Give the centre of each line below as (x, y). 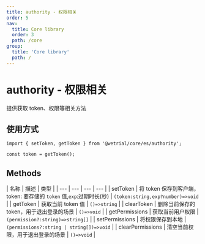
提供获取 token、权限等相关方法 (47, 108)
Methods (24, 173)
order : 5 (17, 18)
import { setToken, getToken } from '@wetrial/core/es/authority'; (94, 144)
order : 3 (23, 35)
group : (15, 47)
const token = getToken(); (41, 154)
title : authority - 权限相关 (42, 12)
